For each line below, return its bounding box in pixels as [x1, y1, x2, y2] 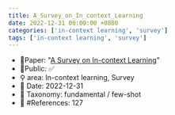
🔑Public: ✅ [19, 64, 55, 74]
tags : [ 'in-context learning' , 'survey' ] [8, 33, 147, 42]
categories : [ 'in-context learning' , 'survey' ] [8, 26, 169, 34]
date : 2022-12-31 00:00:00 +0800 [8, 19, 119, 27]
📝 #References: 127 [19, 98, 83, 108]
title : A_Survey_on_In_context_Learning [8, 11, 144, 20]
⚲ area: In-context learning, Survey [19, 73, 135, 82]
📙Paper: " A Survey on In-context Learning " [19, 56, 160, 65]
